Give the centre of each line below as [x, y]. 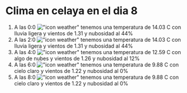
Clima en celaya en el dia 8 [72, 11]
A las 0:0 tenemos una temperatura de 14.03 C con [98, 27]
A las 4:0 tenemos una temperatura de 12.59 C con [97, 52]
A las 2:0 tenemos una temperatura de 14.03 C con [97, 39]
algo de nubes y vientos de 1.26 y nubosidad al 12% [77, 58]
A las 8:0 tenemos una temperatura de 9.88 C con [96, 77]
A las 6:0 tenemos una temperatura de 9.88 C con [96, 64]
